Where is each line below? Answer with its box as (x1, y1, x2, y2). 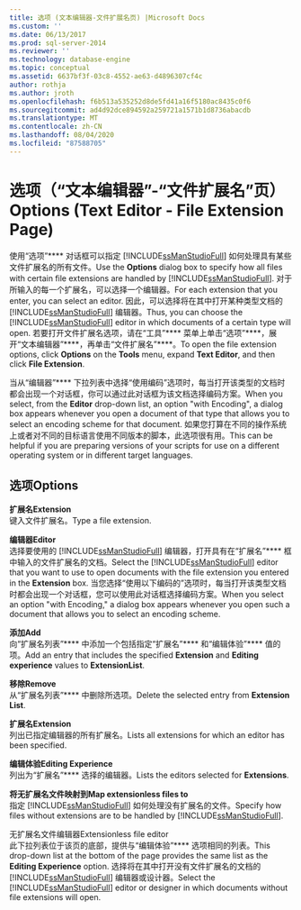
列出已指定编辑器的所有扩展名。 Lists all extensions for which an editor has (9, 729, 285, 740)
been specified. (9, 740, 67, 751)
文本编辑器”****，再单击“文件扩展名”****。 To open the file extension (21, 339, 277, 350)
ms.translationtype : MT (9, 114, 99, 123)
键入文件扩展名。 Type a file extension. (9, 514, 152, 525)
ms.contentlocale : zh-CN (9, 123, 102, 132)
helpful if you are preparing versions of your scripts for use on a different (9, 440, 280, 450)
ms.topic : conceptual (9, 64, 91, 73)
